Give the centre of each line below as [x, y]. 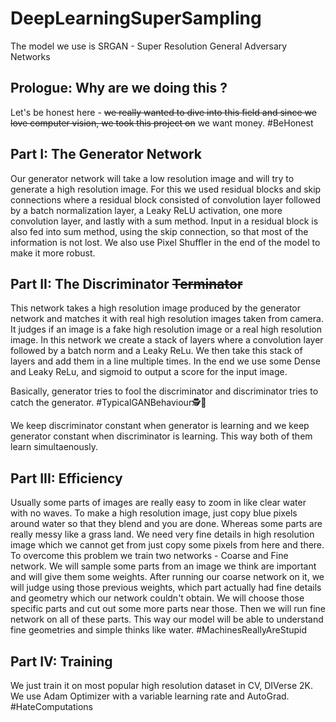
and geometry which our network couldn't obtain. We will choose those [157, 598]
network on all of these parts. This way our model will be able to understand [167, 619]
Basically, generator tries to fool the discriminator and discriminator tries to [164, 391]
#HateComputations [52, 706]
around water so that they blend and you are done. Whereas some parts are [166, 524]
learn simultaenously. [54, 447]
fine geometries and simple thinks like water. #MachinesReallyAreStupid [159, 630]
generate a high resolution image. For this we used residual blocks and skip [166, 189]
